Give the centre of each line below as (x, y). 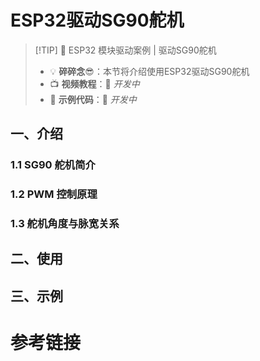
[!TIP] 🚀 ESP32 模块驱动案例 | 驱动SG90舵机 (125, 50)
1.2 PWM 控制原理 (54, 194)
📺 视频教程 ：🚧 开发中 (94, 83)
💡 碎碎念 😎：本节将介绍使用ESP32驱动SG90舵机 (149, 71)
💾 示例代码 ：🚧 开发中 (93, 99)
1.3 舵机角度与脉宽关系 (65, 224)
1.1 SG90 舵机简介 (53, 165)
